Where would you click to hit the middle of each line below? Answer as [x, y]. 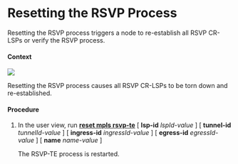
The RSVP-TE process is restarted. [68, 154]
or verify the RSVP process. [64, 40]
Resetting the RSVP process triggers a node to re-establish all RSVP [107, 33]
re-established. [30, 93]
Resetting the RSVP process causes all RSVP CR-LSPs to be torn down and [118, 86]
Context [20, 56]
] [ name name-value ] [69, 141]
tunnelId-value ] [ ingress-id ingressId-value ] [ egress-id [103, 133]
